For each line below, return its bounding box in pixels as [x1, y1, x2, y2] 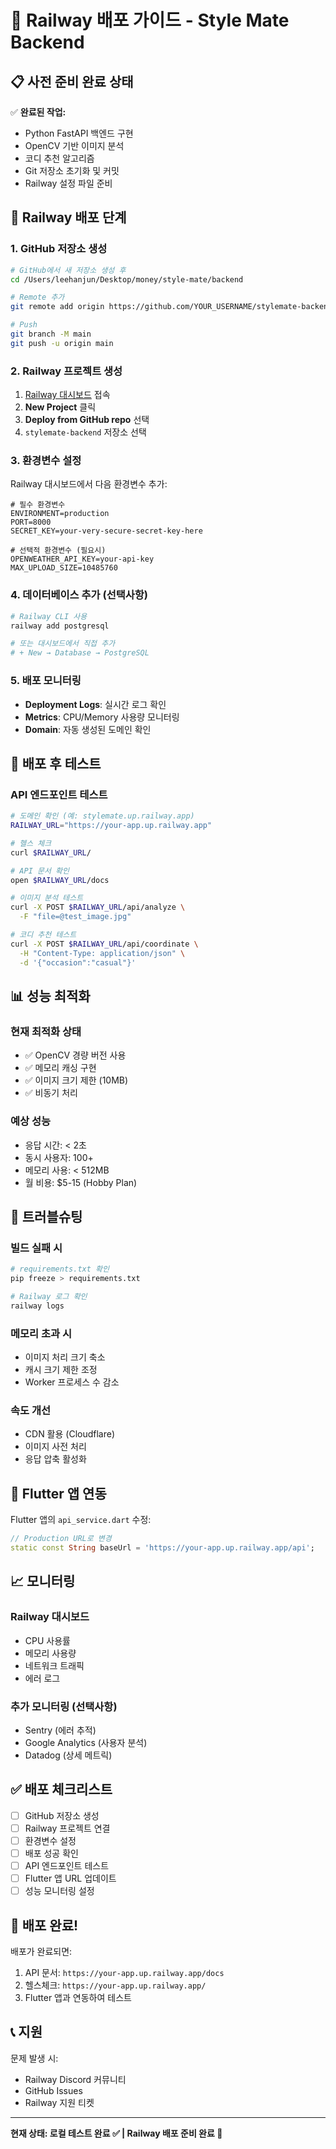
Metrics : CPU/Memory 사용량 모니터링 [24, 711, 180, 723]
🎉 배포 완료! [10, 1917, 79, 1934]
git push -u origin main [10, 338, 114, 348]
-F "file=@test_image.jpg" [19, 912, 132, 922]
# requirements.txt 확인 [10, 1264, 110, 1275]
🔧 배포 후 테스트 [10, 755, 102, 772]
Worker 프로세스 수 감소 [24, 1376, 120, 1388]
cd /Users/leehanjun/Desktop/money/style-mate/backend [10, 274, 244, 285]
